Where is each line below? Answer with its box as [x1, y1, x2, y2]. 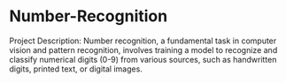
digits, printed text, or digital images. [9, 64, 143, 74]
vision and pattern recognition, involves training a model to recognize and [9, 44, 278, 55]
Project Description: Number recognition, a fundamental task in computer [9, 35, 277, 46]
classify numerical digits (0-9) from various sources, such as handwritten [9, 54, 277, 64]
